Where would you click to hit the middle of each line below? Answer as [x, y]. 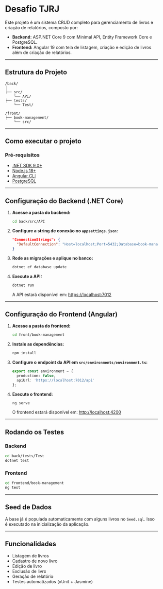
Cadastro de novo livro [35, 561]
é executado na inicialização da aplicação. [47, 524]
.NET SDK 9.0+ [27, 166]
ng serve [21, 403]
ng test [13, 488]
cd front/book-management [38, 335]
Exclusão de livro [29, 571]
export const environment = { [43, 371]
